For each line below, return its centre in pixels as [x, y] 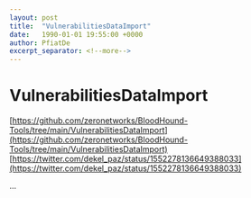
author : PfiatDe [40, 43]
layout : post [34, 18]
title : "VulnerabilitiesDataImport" [80, 26]
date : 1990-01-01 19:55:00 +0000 [76, 34]
